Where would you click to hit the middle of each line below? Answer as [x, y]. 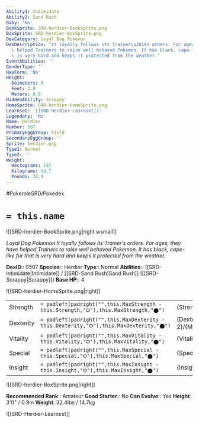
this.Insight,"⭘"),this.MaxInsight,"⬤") [99, 370]
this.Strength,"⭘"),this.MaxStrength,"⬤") [103, 310]
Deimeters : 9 [28, 83]
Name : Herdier [24, 122]
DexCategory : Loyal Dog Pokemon [46, 39]
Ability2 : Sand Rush [32, 17]
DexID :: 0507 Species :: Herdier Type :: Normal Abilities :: [75, 267]
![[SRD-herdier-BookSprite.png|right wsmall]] [62, 231]
